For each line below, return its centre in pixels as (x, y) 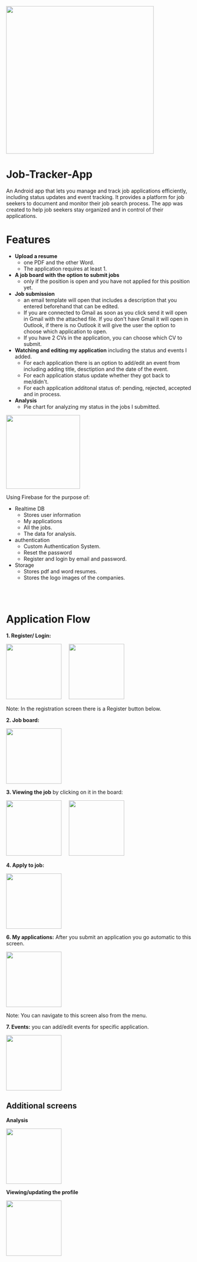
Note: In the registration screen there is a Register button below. (84, 709)
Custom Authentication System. (62, 546)
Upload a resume (36, 256)
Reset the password (48, 552)
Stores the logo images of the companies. (74, 578)
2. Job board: (23, 720)
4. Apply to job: (25, 865)
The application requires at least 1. (65, 269)
